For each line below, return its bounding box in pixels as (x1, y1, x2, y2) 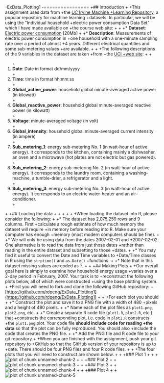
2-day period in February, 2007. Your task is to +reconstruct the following (5, 273, 153, 279)
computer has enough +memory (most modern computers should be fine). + (5, 231, 160, 237)
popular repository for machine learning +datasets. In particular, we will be (5, 15, 156, 20)
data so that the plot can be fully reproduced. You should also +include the (5, 326, 157, 331)
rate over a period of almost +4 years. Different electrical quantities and (5, 41, 150, 46)
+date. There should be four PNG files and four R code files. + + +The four (5, 346, 155, 352)
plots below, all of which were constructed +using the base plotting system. (5, 279, 158, 284)
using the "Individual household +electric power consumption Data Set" (5, 20, 150, 26)
